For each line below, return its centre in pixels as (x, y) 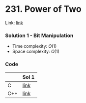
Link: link (14, 23)
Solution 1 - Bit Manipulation (39, 35)
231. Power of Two (43, 9)
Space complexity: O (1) (36, 51)
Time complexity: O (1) (34, 46)
